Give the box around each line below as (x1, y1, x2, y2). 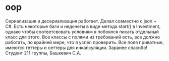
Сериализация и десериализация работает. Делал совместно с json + (5, 18, 157, 24)
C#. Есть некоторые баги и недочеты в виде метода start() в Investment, (5, 23, 161, 29)
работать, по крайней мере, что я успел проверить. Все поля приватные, (5, 39, 164, 45)
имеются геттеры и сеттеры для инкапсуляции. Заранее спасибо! (5, 44, 148, 50)
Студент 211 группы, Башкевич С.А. (5, 49, 82, 56)
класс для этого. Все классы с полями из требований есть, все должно (5, 34, 160, 40)
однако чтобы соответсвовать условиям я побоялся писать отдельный (5, 28, 159, 34)
